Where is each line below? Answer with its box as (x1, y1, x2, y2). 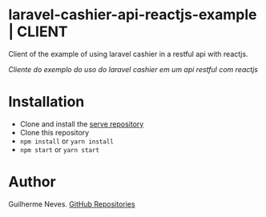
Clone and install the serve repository (19, 119, 144, 129)
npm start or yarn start (19, 144, 100, 154)
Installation (8, 93, 85, 111)
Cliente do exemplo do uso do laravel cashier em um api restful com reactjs (8, 64, 259, 74)
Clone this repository (19, 127, 90, 137)
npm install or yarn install (19, 136, 114, 146)
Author (8, 173, 56, 191)
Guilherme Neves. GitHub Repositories (8, 199, 135, 209)
